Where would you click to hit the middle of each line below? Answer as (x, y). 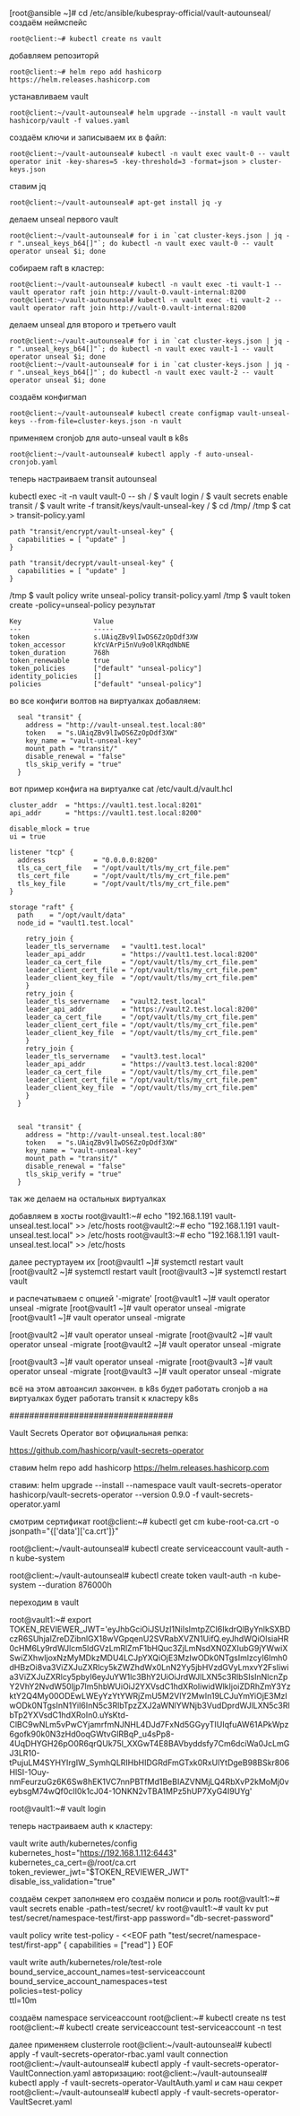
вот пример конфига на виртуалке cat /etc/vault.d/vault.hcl (121, 789)
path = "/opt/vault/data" (72, 915)
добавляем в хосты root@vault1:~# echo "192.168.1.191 (111, 1216)
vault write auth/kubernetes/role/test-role (86, 1962)
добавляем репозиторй (54, 56)
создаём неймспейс (48, 22)
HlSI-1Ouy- (30, 1772)
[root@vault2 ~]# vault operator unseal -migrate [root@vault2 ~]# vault (141, 1335)
